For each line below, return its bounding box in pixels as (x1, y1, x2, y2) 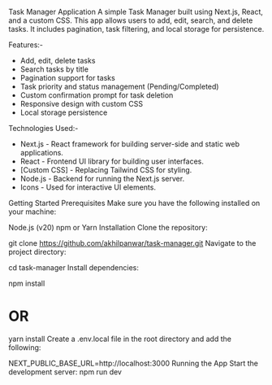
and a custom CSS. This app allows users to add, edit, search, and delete (8, 15, 253, 25)
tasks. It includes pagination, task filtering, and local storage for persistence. (8, 24, 265, 33)
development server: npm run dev (8, 366, 122, 377)
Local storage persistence (19, 107, 108, 117)
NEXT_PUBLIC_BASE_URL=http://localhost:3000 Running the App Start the (8, 358, 258, 368)
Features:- (8, 40, 43, 50)
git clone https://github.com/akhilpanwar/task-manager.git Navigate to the (8, 238, 257, 247)
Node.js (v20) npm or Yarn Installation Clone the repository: (8, 223, 209, 232)
